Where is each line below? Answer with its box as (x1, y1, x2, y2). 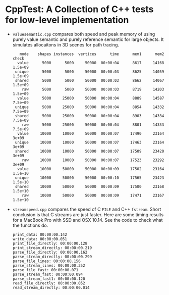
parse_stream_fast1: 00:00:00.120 (12, 276, 85, 281)
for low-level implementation (5, 14, 129, 26)
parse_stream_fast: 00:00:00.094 (12, 272, 83, 277)
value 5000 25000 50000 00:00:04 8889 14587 (17, 95, 164, 101)
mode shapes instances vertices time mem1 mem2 (19, 52, 164, 57)
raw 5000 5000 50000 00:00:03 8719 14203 (22, 87, 164, 92)
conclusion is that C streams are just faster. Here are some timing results (12, 211, 164, 218)
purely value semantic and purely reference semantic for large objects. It (12, 36, 164, 42)
